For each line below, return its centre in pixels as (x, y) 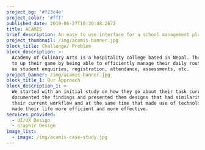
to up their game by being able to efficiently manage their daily (99, 63)
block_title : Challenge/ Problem (49, 47)
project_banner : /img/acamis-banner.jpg (59, 75)
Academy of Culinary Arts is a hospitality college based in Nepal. (101, 58)
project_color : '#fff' (35, 18)
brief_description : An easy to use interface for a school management (98, 35)
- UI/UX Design (31, 120)
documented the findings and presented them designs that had (92, 97)
